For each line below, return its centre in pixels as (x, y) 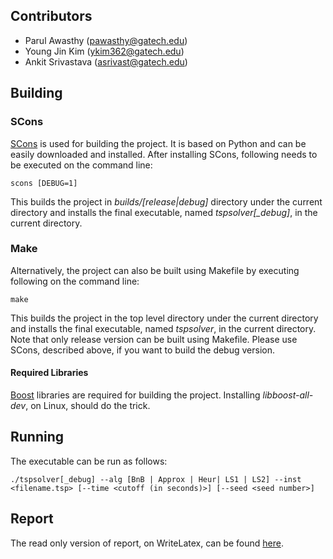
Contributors (51, 16)
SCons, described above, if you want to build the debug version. (142, 350)
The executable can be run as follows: (89, 461)
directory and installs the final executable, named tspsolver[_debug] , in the (164, 212)
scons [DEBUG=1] (44, 183)
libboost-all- (288, 395)
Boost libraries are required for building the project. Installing (135, 395)
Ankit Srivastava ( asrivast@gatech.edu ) (106, 61)
